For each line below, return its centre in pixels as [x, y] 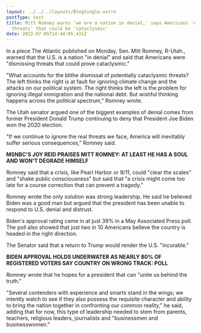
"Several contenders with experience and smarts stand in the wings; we [95, 293]
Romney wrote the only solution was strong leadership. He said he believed [99, 197]
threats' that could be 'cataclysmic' [60, 28]
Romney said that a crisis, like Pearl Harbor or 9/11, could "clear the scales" [99, 172]
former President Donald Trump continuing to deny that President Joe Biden [100, 119]
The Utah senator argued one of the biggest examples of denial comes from [100, 112]
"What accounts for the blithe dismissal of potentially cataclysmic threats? [98, 75]
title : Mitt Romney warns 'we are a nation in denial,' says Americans [97, 23]
